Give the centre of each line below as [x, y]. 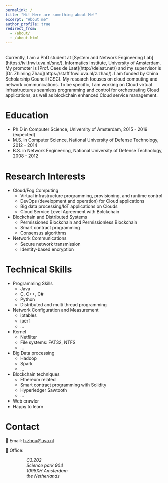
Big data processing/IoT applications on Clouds [69, 206]
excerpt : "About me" [27, 19]
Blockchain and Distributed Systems [50, 217]
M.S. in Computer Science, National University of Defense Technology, [86, 140]
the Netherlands [43, 476]
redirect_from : [21, 29]
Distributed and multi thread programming [63, 304]
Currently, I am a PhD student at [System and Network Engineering [74, 57]
